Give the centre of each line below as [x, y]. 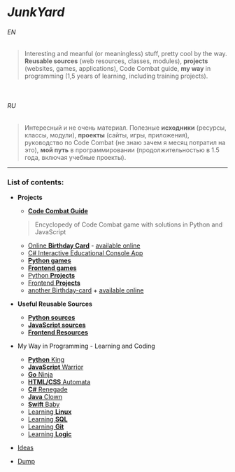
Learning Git [46, 426]
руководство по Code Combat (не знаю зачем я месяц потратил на [125, 142]
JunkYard [36, 12]
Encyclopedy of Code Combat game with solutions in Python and [128, 224]
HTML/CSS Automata [59, 382]
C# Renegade [48, 389]
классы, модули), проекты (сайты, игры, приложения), [107, 135]
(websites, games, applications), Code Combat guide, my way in [117, 69]
